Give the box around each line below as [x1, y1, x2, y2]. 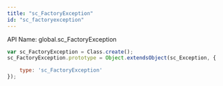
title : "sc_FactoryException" [7, 10, 94, 17]
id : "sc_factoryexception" [7, 16, 84, 23]
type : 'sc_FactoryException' [19, 67, 103, 74]
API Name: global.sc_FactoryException [7, 35, 117, 43]
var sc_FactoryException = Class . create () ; [7, 48, 134, 55]
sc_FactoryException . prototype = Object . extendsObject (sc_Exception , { [7, 55, 216, 61]
